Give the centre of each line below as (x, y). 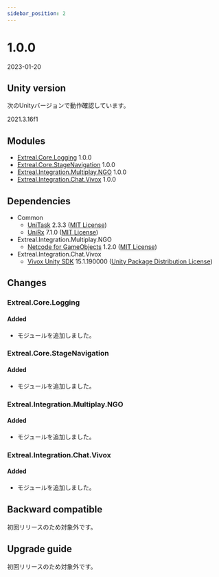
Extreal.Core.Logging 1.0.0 (54, 157)
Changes (27, 283)
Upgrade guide (39, 549)
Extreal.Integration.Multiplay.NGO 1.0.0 (72, 172)
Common (30, 218)
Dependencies (39, 201)
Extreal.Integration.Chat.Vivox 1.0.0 (67, 179)
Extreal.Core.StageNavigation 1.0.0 (66, 165)
